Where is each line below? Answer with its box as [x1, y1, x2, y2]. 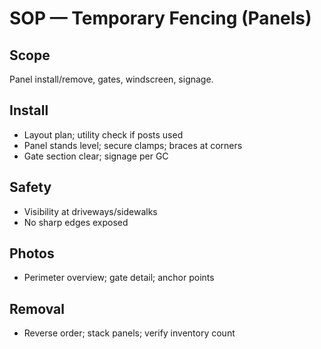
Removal [9, 300, 65, 317]
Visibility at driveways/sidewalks [23, 205, 158, 217]
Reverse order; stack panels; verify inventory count [23, 327, 236, 339]
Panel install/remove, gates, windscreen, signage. [9, 73, 214, 85]
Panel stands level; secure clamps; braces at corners [23, 139, 243, 151]
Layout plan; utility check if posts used [23, 128, 184, 141]
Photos [9, 245, 55, 262]
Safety [9, 179, 52, 196]
